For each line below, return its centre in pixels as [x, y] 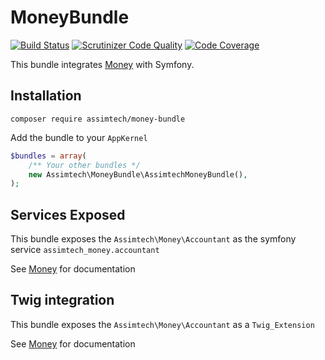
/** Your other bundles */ [84, 165]
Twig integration [62, 300]
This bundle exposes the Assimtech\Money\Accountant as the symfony [153, 239]
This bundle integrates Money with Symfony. [102, 64]
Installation [46, 96]
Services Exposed [68, 214]
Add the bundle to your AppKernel [79, 137]
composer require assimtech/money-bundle [98, 119]
